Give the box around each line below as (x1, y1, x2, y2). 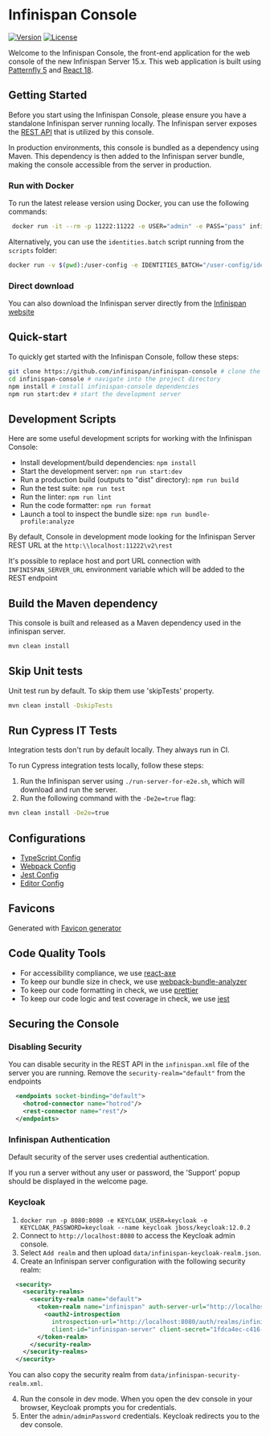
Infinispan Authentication (8, 1134, 111, 1145)
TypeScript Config (19, 853, 81, 863)
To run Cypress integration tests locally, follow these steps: (8, 760, 204, 771)
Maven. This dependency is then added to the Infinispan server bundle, (8, 151, 245, 160)
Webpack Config (19, 861, 76, 872)
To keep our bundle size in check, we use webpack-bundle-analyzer (19, 976, 247, 986)
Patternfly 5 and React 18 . (8, 65, 94, 74)
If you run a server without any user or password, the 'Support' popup (8, 1168, 240, 1178)
